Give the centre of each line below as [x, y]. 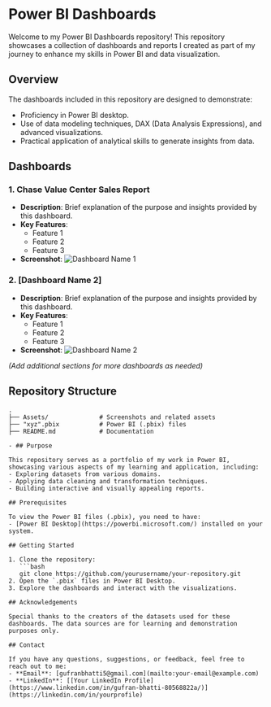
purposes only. [34, 631]
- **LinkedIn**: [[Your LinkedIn [65, 680]
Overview [34, 79]
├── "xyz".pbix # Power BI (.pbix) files [97, 424]
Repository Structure [63, 391]
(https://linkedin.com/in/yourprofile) [76, 695]
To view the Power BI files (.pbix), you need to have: [105, 517]
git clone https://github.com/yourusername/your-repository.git [130, 574]
